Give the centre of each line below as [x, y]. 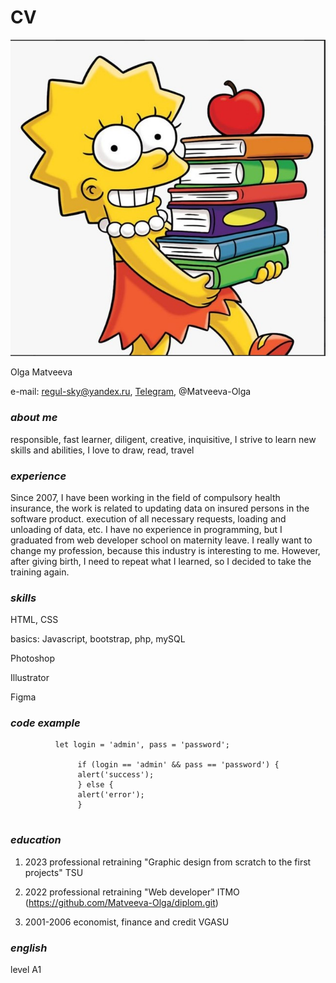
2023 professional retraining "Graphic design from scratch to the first [168, 862]
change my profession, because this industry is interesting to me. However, [165, 550]
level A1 [26, 970]
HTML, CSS [34, 620]
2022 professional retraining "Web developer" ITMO [132, 892]
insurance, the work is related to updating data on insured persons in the [160, 508]
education [36, 840]
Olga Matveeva [41, 372]
